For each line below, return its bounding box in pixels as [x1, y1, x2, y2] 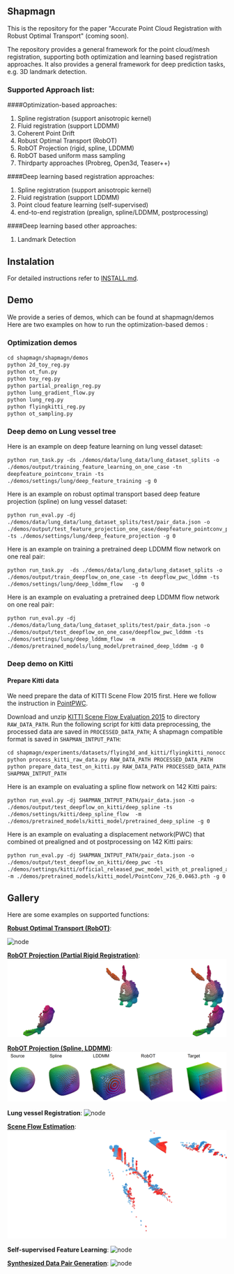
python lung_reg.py [7, 396, 64, 404]
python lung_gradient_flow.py [7, 389, 95, 397]
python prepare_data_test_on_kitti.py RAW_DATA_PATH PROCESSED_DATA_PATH [7, 763, 226, 771]
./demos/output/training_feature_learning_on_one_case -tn [7, 464, 182, 471]
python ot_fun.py [7, 368, 58, 376]
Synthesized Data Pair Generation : [7, 1259, 109, 1268]
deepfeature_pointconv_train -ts [7, 471, 104, 478]
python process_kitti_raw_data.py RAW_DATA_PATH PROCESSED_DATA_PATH [7, 756, 214, 764]
